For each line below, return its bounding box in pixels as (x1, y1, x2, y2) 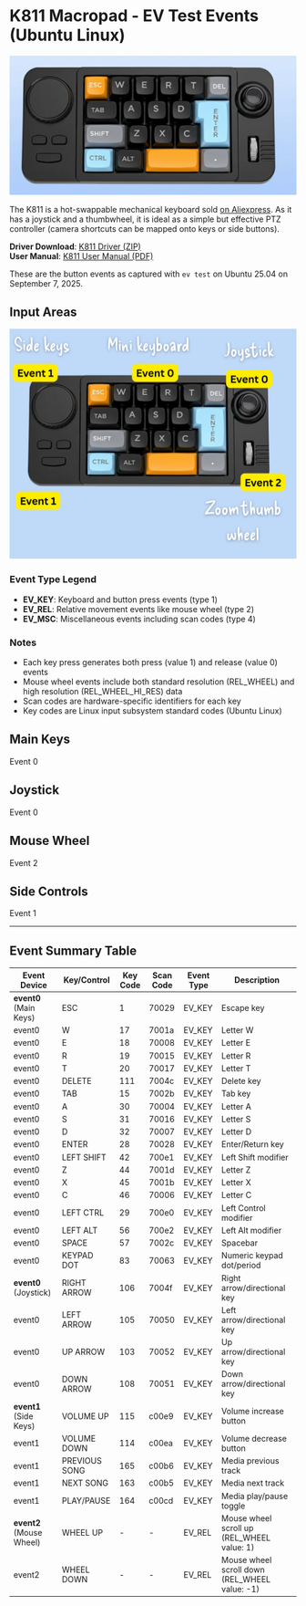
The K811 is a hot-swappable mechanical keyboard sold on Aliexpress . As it (9, 203, 292, 214)
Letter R (221, 1050, 251, 1061)
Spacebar (221, 1237, 258, 1248)
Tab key (221, 1088, 251, 1100)
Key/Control (63, 975, 110, 985)
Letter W (221, 1025, 254, 1036)
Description (234, 975, 280, 985)
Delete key (221, 1076, 261, 1087)
